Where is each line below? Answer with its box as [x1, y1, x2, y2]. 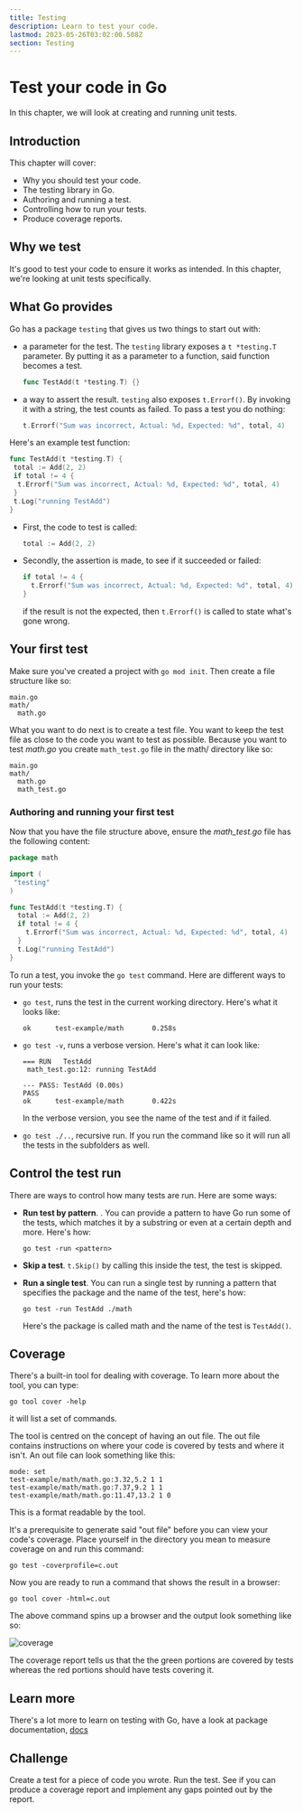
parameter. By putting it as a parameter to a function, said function [22, 350, 271, 361]
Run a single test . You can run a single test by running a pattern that [22, 1277, 277, 1288]
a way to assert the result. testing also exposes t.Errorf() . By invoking [22, 394, 291, 405]
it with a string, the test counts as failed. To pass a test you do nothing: [22, 403, 286, 414]
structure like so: [9, 675, 72, 686]
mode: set [9, 1468, 47, 1477]
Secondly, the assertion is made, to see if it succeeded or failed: [22, 555, 262, 566]
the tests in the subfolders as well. [22, 1140, 151, 1150]
